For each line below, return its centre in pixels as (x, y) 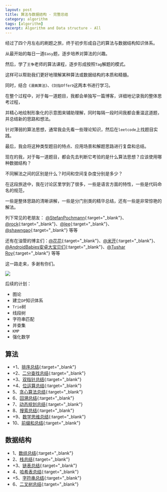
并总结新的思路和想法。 (29, 119)
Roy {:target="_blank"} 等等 (33, 253)
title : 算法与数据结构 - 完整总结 (37, 14)
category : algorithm (27, 19)
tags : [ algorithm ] (24, 24)
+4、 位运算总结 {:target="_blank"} (47, 386)
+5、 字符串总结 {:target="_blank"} (47, 478)
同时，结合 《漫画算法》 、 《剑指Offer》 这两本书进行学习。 (59, 86)
